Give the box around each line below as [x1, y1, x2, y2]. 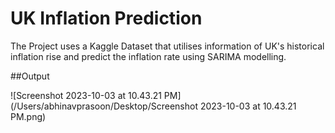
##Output [10, 70, 50, 82]
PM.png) [10, 110, 47, 122]
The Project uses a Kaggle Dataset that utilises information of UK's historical [10, 40, 325, 52]
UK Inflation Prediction [10, 7, 203, 30]
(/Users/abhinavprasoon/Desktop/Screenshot [10, 100, 198, 112]
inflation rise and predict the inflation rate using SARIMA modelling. [10, 50, 287, 62]
